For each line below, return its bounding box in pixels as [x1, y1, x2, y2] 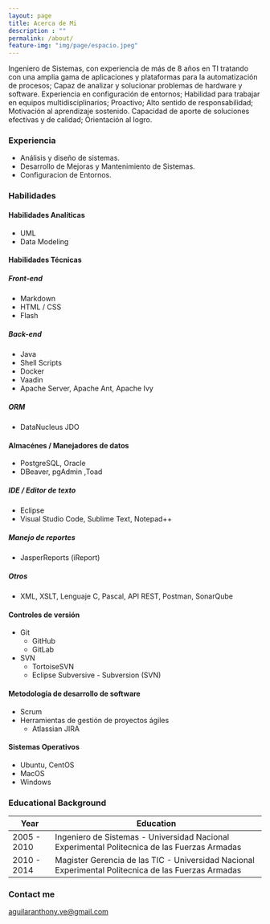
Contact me [8, 889, 55, 900]
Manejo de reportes [8, 532, 76, 542]
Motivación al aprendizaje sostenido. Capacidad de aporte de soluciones [8, 106, 250, 117]
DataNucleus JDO [19, 423, 80, 432]
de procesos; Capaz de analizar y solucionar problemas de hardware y [8, 81, 243, 91]
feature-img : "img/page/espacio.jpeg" [8, 42, 138, 50]
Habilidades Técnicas [8, 255, 82, 265]
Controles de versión [8, 610, 80, 619]
